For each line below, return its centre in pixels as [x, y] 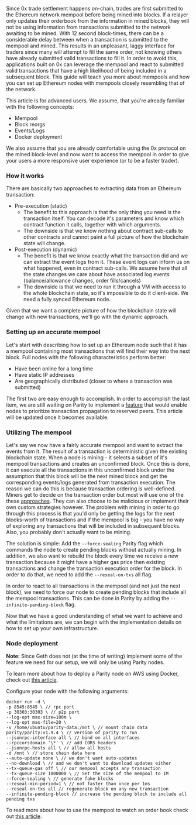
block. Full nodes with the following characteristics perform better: [86, 357]
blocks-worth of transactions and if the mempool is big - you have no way [95, 520]
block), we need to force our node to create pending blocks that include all [96, 592]
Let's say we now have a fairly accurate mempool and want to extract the [94, 445]
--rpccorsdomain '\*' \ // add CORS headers [61, 743]
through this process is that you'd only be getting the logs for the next [90, 513]
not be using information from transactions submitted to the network [89, 27]
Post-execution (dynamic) [46, 250]
